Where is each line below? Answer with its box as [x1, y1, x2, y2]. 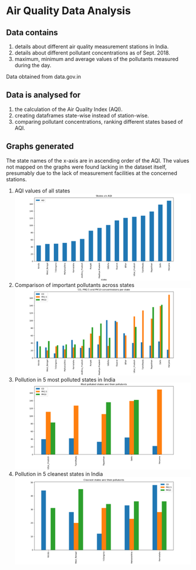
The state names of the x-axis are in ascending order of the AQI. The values [6, 157, 190, 164]
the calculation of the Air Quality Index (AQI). [14, 106, 123, 113]
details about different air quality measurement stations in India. [14, 43, 169, 50]
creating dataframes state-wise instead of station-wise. [14, 112, 150, 119]
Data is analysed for [6, 90, 81, 100]
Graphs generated [6, 141, 75, 151]
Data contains [6, 28, 59, 38]
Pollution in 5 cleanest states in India [14, 471, 103, 478]
